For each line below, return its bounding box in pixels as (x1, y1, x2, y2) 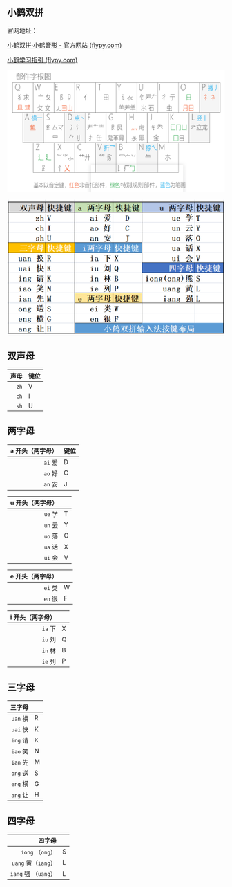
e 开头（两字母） (10, 572, 59, 580)
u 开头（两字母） (10, 499, 59, 507)
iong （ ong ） (20, 848, 57, 856)
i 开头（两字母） (10, 613, 57, 621)
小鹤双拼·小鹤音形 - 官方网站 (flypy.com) (7, 41, 122, 49)
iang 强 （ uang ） (10, 870, 57, 878)
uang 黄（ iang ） (11, 859, 57, 867)
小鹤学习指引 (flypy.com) (7, 55, 78, 64)
